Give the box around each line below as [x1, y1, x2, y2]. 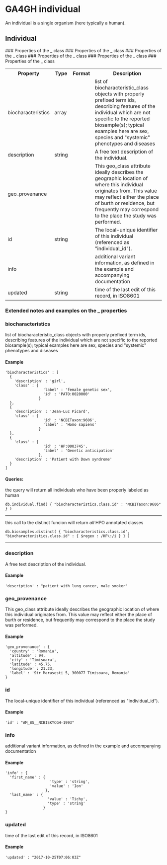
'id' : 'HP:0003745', [43, 444, 88, 449]
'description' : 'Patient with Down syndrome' [14, 457, 112, 462]
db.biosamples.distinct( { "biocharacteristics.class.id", [5, 529, 130, 535]
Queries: [5, 476, 24, 482]
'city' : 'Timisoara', [9, 657, 57, 663]
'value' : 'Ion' [49, 784, 83, 788]
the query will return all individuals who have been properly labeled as [5, 487, 149, 493]
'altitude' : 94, [9, 653, 46, 658]
